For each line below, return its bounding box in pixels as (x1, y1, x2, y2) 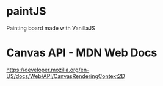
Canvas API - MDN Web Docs (6, 46, 158, 60)
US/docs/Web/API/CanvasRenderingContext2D (6, 72, 125, 80)
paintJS (6, 4, 47, 18)
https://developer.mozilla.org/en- (6, 66, 90, 73)
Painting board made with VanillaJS (6, 24, 96, 32)
